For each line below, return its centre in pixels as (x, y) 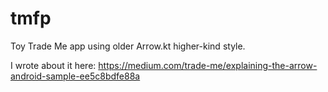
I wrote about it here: (53, 65)
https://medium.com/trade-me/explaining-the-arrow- (208, 65)
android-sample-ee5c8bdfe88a (75, 76)
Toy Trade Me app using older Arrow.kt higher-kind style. (128, 46)
